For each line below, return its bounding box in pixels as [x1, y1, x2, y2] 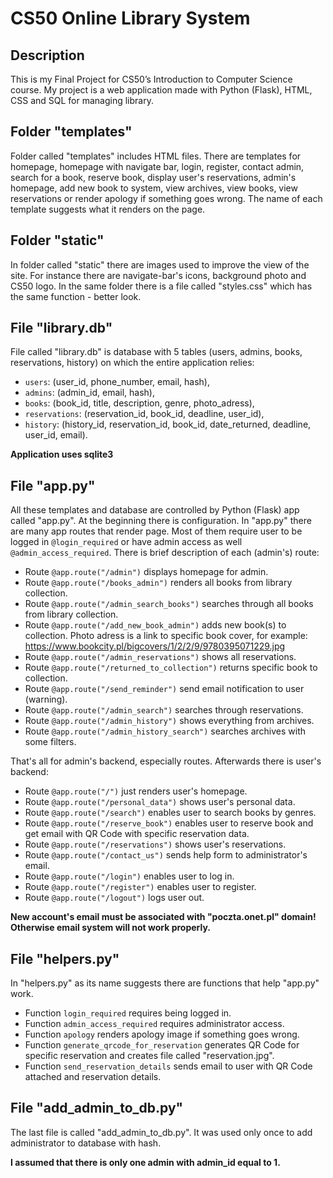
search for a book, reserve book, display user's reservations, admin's [10, 171, 297, 183]
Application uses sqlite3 [10, 448, 114, 461]
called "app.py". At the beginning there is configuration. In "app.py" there [10, 515, 312, 527]
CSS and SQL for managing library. [10, 95, 154, 106]
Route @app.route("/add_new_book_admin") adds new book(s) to [24, 619, 287, 631]
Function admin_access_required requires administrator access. [24, 1018, 285, 1030]
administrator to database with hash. [10, 1137, 162, 1149]
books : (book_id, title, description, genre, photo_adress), [24, 397, 255, 409]
